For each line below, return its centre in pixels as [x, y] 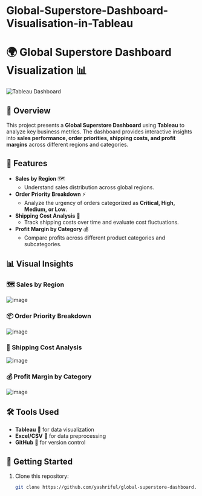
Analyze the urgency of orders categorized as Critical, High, [99, 203]
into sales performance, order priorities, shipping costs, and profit [91, 138]
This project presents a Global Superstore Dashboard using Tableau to [96, 125]
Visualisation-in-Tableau [70, 23]
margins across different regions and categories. [67, 144]
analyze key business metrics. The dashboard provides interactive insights [99, 132]
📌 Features [27, 163]
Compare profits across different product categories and [95, 238]
